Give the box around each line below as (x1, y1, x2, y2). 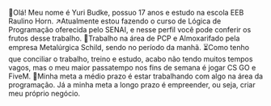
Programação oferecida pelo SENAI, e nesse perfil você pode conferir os (8, 25, 252, 34)
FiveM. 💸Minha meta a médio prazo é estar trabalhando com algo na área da (8, 71, 264, 81)
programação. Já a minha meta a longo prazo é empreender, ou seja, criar (8, 80, 256, 89)
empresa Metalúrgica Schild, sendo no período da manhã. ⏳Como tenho (8, 43, 249, 52)
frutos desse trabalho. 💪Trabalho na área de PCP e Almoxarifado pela (8, 33, 240, 43)
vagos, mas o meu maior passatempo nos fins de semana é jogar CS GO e (8, 63, 256, 72)
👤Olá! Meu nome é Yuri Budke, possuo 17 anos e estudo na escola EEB (8, 8, 244, 17)
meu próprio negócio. (8, 89, 81, 98)
